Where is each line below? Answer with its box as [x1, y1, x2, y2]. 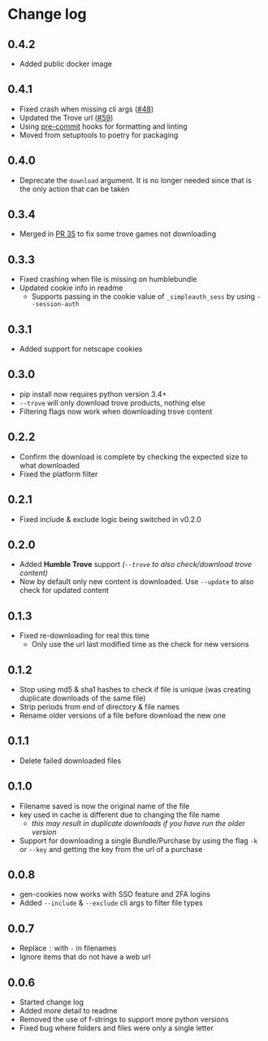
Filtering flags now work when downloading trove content [19, 406, 213, 416]
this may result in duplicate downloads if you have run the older [31, 818, 245, 828]
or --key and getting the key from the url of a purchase [19, 844, 203, 854]
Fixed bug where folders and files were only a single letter [19, 1023, 214, 1033]
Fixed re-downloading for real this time [19, 630, 149, 640]
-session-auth [31, 301, 80, 309]
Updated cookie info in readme [19, 283, 123, 293]
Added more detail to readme [19, 1006, 119, 1015]
